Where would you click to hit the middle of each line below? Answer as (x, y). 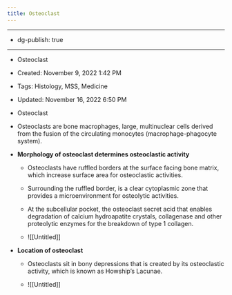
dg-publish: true (40, 39)
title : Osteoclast (33, 13)
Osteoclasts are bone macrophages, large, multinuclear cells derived (115, 126)
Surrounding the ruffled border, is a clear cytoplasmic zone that (118, 188)
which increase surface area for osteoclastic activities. (105, 175)
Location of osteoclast (50, 250)
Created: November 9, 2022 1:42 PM (69, 72)
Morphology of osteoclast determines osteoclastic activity (103, 154)
